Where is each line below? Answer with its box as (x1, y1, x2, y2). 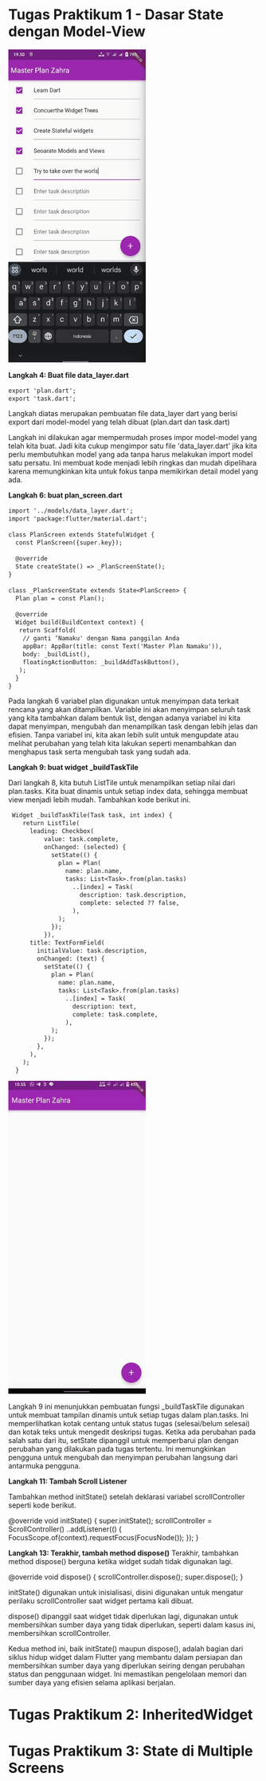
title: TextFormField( (29, 938, 105, 946)
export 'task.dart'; (8, 395, 77, 403)
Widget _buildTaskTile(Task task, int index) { (11, 811, 173, 819)
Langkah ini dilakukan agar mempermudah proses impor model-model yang (8, 432, 257, 442)
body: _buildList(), (22, 650, 91, 659)
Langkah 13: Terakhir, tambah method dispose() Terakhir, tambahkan (8, 1548, 239, 1558)
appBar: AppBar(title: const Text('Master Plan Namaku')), (22, 642, 223, 651)
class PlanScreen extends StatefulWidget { (8, 530, 155, 539)
